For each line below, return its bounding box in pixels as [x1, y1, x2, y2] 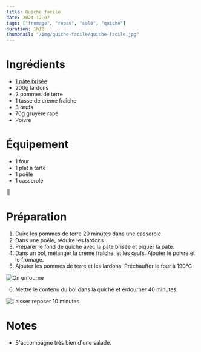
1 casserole [15, 177, 44, 184]
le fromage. [15, 256, 44, 263]
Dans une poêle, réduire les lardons [15, 236, 104, 243]
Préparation [6, 210, 67, 224]
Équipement [6, 138, 68, 152]
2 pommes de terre [15, 90, 64, 98]
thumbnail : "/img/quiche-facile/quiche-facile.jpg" [6, 32, 139, 38]
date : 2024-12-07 [6, 15, 50, 21]
